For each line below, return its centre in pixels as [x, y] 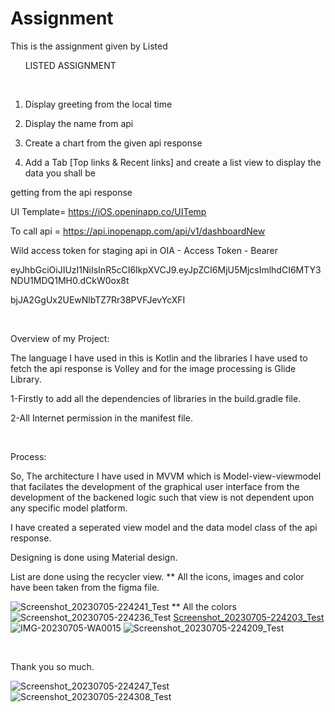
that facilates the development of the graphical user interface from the [155, 486]
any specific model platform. [69, 508]
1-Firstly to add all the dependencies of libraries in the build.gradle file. [156, 398]
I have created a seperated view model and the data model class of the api [164, 527]
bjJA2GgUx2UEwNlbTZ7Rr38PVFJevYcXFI [98, 299]
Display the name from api [79, 123]
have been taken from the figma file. [85, 587]
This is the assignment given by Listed [89, 46]
